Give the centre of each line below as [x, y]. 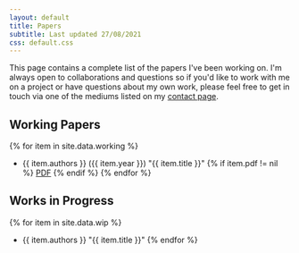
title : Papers [36, 26]
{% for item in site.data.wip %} [66, 222]
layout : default [39, 17]
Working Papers [55, 125]
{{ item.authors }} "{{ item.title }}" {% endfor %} [110, 240]
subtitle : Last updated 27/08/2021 [75, 34]
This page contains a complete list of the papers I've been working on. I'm [146, 68]
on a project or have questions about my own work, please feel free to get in [149, 87]
